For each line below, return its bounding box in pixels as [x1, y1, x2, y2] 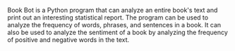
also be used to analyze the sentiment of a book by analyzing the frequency [7, 28, 228, 36]
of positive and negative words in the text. [7, 36, 130, 44]
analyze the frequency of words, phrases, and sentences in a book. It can [7, 21, 222, 29]
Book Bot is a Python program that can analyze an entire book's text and [7, 6, 218, 14]
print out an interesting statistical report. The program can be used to [7, 13, 209, 22]
